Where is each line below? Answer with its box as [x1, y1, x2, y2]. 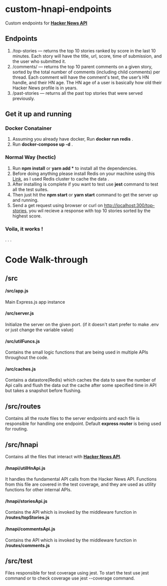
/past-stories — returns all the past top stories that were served [12, 90, 143, 96]
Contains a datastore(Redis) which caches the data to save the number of [5, 377, 156, 383]
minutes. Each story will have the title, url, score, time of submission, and [12, 53, 162, 59]
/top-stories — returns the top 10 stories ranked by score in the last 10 [12, 47, 156, 53]
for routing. [5, 426, 28, 432]
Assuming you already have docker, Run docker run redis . [12, 136, 133, 142]
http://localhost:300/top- [104, 202, 155, 208]
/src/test [5, 557, 33, 566]
